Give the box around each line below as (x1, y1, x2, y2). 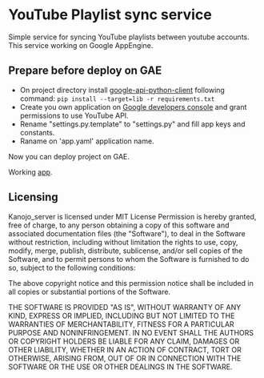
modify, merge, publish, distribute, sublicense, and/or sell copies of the (8, 246, 243, 255)
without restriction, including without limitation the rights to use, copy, (8, 237, 238, 247)
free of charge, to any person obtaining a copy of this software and (8, 220, 230, 230)
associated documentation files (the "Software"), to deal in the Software (8, 228, 246, 238)
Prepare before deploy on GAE (8, 64, 162, 78)
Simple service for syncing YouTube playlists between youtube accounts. (8, 32, 250, 42)
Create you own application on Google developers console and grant (19, 102, 247, 111)
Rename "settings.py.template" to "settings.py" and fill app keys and (19, 119, 246, 129)
